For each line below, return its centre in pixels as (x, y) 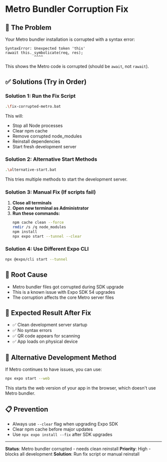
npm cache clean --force (38, 223)
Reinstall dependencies (36, 141)
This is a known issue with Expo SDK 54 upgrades (64, 292)
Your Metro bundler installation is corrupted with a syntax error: (70, 39)
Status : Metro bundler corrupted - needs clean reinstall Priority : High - (78, 449)
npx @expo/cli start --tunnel (37, 259)
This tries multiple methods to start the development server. (66, 179)
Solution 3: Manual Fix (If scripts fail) (50, 192)
